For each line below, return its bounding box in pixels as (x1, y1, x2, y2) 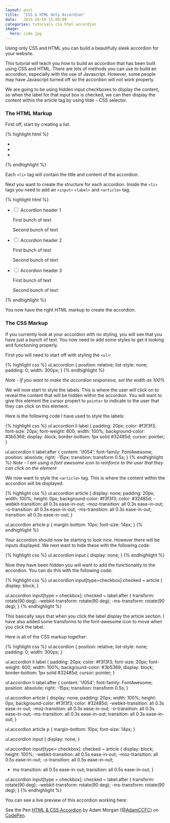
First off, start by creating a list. (5, 121, 71, 128)
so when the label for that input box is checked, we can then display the (5, 92, 156, 98)
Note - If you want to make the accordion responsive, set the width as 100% (5, 377, 165, 383)
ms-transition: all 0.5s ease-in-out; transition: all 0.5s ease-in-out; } (12, 766, 154, 773)
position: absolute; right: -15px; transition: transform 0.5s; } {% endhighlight (5, 454, 163, 460)
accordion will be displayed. (5, 480, 64, 486)
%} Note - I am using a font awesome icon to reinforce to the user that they (5, 460, 163, 466)
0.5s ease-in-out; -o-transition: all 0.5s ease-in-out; (5, 756, 114, 763)
